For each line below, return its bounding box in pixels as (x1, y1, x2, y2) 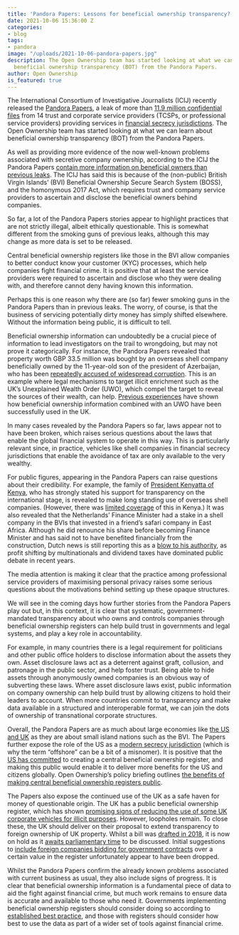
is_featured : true (7, 76, 62, 84)
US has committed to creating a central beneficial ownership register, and (7, 755, 223, 764)
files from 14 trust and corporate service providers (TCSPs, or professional (7, 111, 226, 120)
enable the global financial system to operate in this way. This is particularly (7, 436, 230, 445)
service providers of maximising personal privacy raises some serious (7, 578, 213, 587)
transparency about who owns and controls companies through (38, 614, 225, 623)
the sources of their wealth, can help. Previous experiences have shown (7, 393, 219, 401)
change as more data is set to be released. (7, 237, 133, 246)
